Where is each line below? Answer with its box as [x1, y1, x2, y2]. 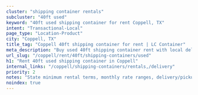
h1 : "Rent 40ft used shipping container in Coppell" [6, 58, 138, 64]
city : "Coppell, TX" [6, 36, 57, 42]
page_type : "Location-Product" [6, 31, 83, 37]
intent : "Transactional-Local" [6, 25, 83, 31]
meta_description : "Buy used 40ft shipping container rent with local [6, 47, 183, 53]
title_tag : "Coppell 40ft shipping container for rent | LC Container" [6, 42, 186, 48]
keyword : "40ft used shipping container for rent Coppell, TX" [6, 19, 165, 25]
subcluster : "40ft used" [6, 14, 67, 20]
